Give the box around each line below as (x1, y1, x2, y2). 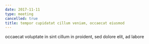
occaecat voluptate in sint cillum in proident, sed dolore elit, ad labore (5, 34, 144, 40)
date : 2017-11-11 (5, 7, 40, 12)
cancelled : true (5, 16, 38, 21)
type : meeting (5, 12, 34, 16)
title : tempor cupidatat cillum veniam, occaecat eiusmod (5, 20, 125, 26)
